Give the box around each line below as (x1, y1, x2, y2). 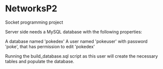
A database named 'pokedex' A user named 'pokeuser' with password (5, 38, 148, 44)
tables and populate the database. (5, 58, 75, 64)
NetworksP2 (5, 3, 58, 14)
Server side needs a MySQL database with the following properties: (5, 29, 142, 34)
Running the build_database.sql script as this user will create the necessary (5, 53, 158, 59)
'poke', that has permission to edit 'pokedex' (5, 43, 95, 49)
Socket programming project (5, 19, 63, 25)
